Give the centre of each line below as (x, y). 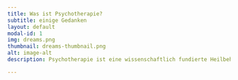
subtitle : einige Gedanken (47, 20)
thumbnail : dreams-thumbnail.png (57, 46)
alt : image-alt (30, 53)
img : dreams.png (31, 40)
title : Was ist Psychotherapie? (55, 14)
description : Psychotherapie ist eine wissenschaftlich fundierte (107, 60)
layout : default (31, 27)
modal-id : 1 (25, 33)
